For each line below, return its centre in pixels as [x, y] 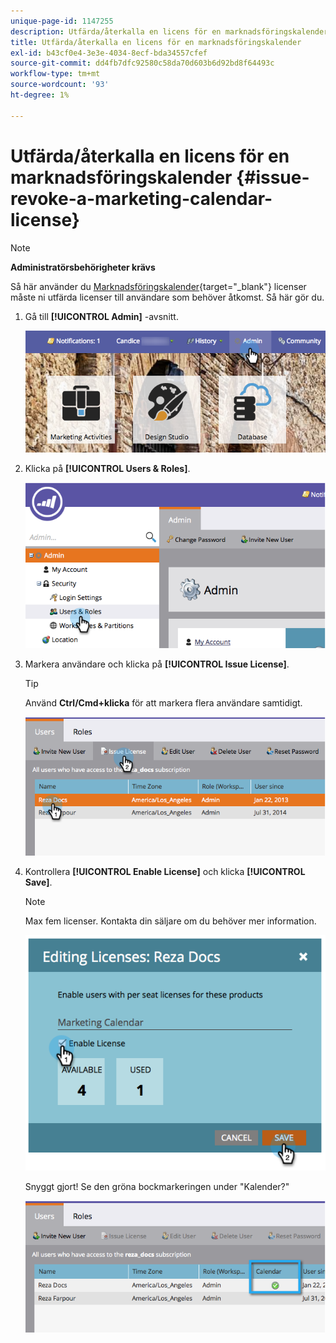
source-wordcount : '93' [60, 85]
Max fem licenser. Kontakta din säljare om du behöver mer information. [170, 921]
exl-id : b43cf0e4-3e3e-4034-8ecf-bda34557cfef [109, 53]
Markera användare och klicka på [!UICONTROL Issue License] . [157, 664]
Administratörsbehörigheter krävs [83, 267]
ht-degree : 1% [40, 95]
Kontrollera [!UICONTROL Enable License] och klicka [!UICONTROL [165, 872]
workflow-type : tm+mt [55, 74]
